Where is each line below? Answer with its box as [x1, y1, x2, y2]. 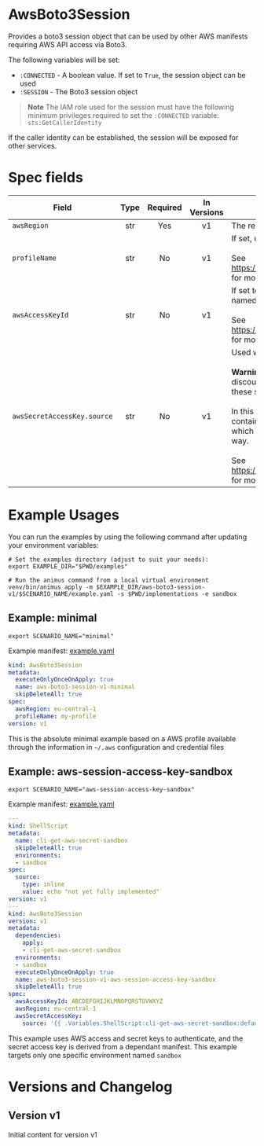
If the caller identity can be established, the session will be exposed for [8, 132, 239, 142]
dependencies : [15, 931, 61, 940]
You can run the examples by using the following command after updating [8, 532, 247, 542]
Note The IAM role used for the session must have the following [27, 102, 234, 112]
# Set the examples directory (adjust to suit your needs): [8, 556, 210, 564]
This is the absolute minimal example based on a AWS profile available [8, 733, 236, 744]
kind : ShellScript [8, 822, 68, 830]
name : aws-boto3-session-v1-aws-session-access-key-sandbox [15, 975, 216, 983]
